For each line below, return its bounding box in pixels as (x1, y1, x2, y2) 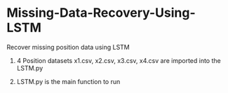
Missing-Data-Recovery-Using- (6, 5, 196, 21)
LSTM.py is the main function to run (16, 77, 121, 85)
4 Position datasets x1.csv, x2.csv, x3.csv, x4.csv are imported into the (16, 56, 222, 64)
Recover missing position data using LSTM (6, 43, 130, 51)
